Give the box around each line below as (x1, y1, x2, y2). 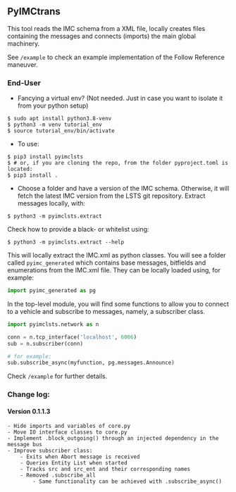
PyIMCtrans (7, 6, 61, 18)
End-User (7, 77, 41, 87)
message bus (7, 441, 42, 448)
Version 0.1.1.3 (7, 407, 51, 415)
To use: (17, 140, 39, 149)
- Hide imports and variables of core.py (7, 422, 131, 430)
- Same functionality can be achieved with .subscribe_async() (32, 478, 222, 485)
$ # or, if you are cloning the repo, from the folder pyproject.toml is (7, 160, 229, 167)
